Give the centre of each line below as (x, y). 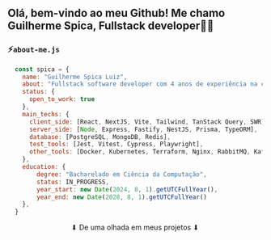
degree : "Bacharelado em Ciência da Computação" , (122, 174)
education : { (44, 167)
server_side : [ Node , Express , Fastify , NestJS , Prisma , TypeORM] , (143, 129)
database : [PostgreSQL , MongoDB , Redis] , (100, 137)
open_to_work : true (61, 99)
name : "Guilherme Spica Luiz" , (75, 77)
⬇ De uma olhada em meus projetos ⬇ (135, 227)
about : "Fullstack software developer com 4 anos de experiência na (140, 84)
